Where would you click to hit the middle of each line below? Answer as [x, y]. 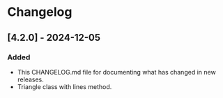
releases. [30, 79]
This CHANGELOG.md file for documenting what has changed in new [116, 72]
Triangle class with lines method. [64, 86]
